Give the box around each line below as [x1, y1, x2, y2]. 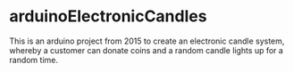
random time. [9, 54, 59, 65]
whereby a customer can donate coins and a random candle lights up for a [9, 44, 284, 55]
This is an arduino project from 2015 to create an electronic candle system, [9, 36, 285, 46]
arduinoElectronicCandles [9, 6, 207, 27]
